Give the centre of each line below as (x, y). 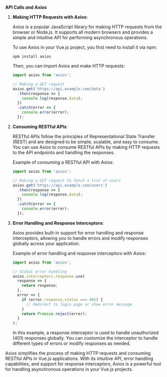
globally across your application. (46, 243)
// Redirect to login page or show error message (79, 304)
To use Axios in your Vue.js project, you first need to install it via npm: (85, 47)
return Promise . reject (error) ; (55, 314)
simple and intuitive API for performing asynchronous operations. (80, 38)
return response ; (40, 286)
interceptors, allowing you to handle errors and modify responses (80, 238)
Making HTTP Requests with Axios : (50, 17)
